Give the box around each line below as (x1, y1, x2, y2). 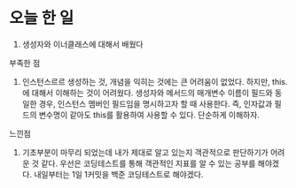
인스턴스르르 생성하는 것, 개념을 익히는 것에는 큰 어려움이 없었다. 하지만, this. (21, 76, 288, 86)
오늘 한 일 (9, 8, 74, 28)
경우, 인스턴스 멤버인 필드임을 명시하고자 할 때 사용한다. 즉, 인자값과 (38, 98, 273, 109)
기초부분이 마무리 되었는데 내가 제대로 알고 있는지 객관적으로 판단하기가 (21, 147, 269, 157)
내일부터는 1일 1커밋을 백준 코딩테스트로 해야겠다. (34, 169, 204, 179)
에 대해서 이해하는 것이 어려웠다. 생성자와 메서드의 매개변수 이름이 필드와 (21, 87, 273, 98)
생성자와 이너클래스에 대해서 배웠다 (21, 39, 144, 49)
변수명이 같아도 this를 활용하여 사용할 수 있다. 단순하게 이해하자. (38, 109, 260, 120)
